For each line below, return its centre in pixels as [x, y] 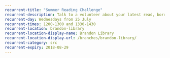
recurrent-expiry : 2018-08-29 [37, 47]
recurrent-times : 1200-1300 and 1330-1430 [50, 24]
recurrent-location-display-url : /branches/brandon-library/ [71, 38]
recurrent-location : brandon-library [45, 29]
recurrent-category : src [31, 43]
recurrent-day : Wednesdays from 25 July [48, 19]
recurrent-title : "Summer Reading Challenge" [54, 10]
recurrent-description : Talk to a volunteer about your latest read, [80, 15]
